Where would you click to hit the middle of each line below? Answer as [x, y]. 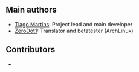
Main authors [31, 10]
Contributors [31, 49]
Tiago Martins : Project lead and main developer [73, 24]
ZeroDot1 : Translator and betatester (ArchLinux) [74, 31]
